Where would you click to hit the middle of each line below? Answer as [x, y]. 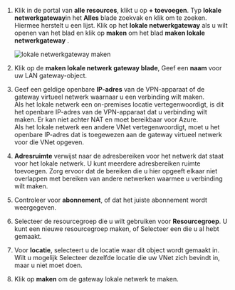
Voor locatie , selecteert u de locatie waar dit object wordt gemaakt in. [116, 250]
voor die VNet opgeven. [49, 142]
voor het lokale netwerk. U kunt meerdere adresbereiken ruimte [107, 163]
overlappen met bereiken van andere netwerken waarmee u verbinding [118, 178]
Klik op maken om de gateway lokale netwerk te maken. [96, 279]
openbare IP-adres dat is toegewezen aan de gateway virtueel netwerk [118, 135]
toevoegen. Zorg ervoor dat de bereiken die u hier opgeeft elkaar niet [116, 171]
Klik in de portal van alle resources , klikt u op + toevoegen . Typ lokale [118, 10]
